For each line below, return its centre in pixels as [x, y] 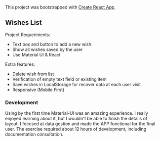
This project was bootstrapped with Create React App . [60, 7]
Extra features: [20, 64]
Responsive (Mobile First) [38, 90]
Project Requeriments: [28, 35]
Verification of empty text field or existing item [60, 79]
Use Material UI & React [36, 54]
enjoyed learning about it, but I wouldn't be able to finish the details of [76, 119]
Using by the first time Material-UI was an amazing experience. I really [77, 113]
